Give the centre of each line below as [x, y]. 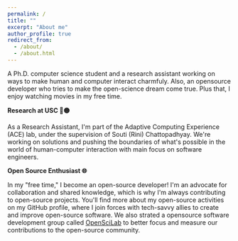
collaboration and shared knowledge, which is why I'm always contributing [117, 192]
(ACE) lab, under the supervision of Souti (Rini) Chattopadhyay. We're [109, 134]
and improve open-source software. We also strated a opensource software [118, 215]
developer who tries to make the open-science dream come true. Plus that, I [119, 89]
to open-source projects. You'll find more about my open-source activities [116, 200]
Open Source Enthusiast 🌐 [47, 170]
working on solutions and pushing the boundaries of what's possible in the [117, 142]
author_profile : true [39, 34]
